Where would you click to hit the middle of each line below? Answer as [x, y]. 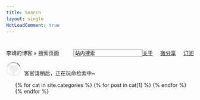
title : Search [24, 12]
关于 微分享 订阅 [168, 53]
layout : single [25, 19]
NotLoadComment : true [33, 25]
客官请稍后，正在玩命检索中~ [60, 73]
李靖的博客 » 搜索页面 [33, 53]
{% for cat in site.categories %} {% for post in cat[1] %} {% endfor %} [101, 85]
